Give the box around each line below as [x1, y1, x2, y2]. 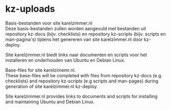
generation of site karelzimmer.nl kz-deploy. [5, 83, 98, 90]
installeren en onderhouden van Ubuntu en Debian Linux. [5, 57, 126, 63]
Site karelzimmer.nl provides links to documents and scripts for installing [5, 93, 158, 99]
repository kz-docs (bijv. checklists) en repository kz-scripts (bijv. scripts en [5, 31, 166, 37]
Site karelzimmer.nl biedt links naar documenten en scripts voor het [5, 52, 147, 58]
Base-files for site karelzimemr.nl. [5, 67, 76, 73]
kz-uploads [5, 3, 55, 15]
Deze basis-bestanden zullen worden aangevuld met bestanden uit [5, 25, 146, 31]
